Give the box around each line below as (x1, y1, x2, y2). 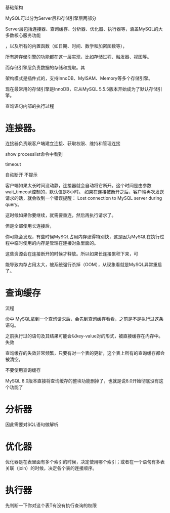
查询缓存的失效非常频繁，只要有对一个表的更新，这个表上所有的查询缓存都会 (5, 350, 165, 356)
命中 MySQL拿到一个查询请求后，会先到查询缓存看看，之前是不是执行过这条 (5, 316, 164, 322)
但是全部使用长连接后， (5, 223, 54, 229)
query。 (5, 201, 22, 207)
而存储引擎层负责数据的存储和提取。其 (5, 65, 85, 70)
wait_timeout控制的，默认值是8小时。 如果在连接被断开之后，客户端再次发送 (5, 189, 164, 195)
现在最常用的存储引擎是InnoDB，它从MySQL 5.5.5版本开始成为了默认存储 (5, 86, 158, 92)
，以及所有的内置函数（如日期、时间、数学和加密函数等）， (5, 43, 127, 49)
